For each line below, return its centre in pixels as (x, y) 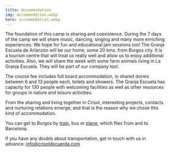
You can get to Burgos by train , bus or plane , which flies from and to (77, 123)
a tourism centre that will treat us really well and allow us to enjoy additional (84, 56)
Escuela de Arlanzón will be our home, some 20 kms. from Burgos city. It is (84, 50)
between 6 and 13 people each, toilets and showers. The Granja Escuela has (85, 82)
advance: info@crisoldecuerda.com (43, 144)
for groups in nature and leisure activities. (49, 93)
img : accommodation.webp (32, 15)
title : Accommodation (28, 10)
